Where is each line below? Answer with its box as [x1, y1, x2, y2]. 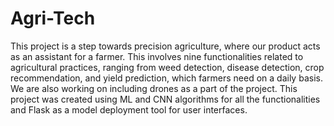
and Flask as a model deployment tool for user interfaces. [10, 103, 248, 116]
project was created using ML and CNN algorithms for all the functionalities [10, 93, 321, 105]
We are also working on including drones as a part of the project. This [10, 82, 298, 94]
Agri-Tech [10, 7, 96, 30]
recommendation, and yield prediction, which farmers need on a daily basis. [10, 72, 323, 84]
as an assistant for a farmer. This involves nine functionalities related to [10, 50, 304, 62]
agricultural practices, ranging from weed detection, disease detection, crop [10, 61, 325, 73]
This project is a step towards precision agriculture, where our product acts [10, 40, 321, 52]
